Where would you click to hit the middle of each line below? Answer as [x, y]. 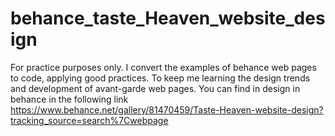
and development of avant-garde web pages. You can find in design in [155, 88]
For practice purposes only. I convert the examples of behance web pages [163, 67]
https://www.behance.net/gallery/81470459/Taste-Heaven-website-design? [167, 109]
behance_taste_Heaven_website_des [168, 18]
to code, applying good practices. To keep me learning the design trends [160, 78]
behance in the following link [69, 99]
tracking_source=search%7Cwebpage [89, 120]
